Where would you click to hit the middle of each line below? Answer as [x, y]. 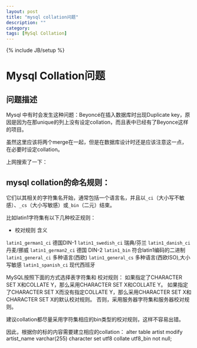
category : [18, 28]
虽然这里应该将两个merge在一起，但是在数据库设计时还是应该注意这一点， [97, 142]
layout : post [22, 12]
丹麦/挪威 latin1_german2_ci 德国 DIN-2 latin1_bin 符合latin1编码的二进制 [96, 250]
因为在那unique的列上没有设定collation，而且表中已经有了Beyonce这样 [102, 122]
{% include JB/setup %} [35, 50]
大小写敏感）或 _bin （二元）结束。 [74, 205]
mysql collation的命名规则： [58, 183]
